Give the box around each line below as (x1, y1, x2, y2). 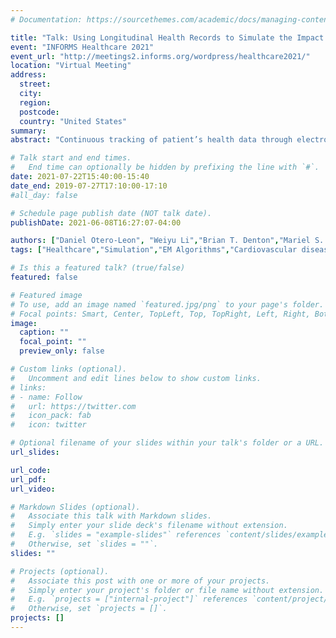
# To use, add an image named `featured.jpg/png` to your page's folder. (10, 299, 325, 310)
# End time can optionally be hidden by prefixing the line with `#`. (10, 162, 320, 173)
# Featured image (10, 290, 83, 300)
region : (19, 97, 52, 108)
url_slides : (10, 447, 60, 457)
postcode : (19, 107, 60, 117)
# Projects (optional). (10, 566, 110, 576)
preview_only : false (19, 346, 105, 356)
